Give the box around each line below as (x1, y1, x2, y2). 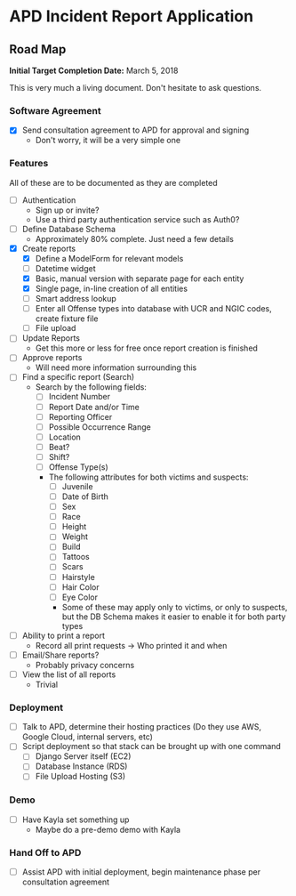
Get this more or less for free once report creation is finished (35, 343, 258, 353)
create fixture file (35, 313, 99, 324)
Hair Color (61, 581, 100, 593)
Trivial (35, 679, 59, 690)
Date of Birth (61, 491, 109, 502)
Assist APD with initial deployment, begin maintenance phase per (21, 867, 260, 877)
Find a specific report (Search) (21, 372, 135, 383)
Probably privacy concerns (35, 659, 135, 670)
